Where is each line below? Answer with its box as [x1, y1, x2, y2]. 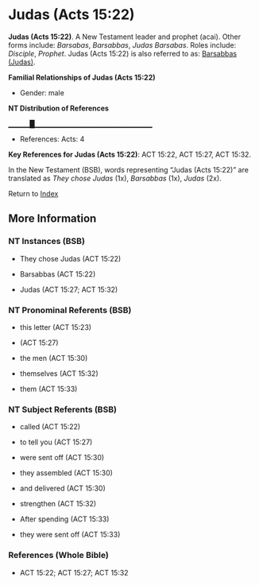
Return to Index [8, 188, 59, 198]
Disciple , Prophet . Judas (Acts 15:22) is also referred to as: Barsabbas [8, 48, 237, 58]
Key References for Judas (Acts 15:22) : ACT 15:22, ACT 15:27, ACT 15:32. [8, 149, 252, 159]
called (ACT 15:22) [19, 422, 81, 432]
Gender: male [19, 87, 65, 97]
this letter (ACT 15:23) [19, 322, 92, 331]
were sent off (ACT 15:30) [19, 453, 105, 463]
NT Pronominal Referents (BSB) [8, 304, 132, 316]
